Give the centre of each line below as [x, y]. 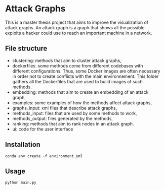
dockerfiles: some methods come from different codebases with [78, 65]
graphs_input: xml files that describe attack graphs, [64, 108]
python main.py [21, 183]
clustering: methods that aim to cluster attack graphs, [67, 61]
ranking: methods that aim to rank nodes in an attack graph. [73, 124]
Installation [23, 145]
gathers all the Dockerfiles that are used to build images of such [77, 81]
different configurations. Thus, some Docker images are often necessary [86, 71]
